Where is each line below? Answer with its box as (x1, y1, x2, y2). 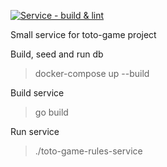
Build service (10, 87, 65, 99)
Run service (10, 126, 60, 137)
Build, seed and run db (10, 48, 104, 60)
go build (34, 106, 69, 118)
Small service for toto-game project (10, 29, 157, 40)
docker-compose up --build (34, 68, 150, 79)
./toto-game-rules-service (34, 145, 143, 157)
